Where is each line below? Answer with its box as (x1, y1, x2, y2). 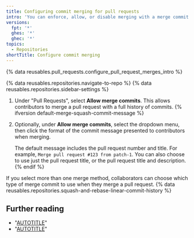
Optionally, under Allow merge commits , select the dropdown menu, (14, 120, 180, 127)
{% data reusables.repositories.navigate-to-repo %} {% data (6, 80, 152, 87)
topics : (6, 42, 25, 47)
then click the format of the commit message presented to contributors (14, 127, 185, 134)
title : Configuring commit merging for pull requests (6, 8, 140, 15)
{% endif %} (14, 163, 45, 170)
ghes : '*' (11, 30, 35, 36)
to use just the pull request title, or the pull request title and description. (14, 157, 186, 164)
